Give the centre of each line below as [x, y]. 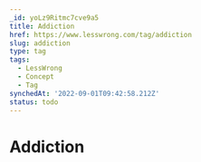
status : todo [34, 102]
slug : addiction [40, 43]
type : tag [28, 52]
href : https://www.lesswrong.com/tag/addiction [101, 34]
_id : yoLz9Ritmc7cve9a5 [54, 18]
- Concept [36, 77]
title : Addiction [42, 26]
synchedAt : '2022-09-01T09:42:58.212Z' [85, 93]
